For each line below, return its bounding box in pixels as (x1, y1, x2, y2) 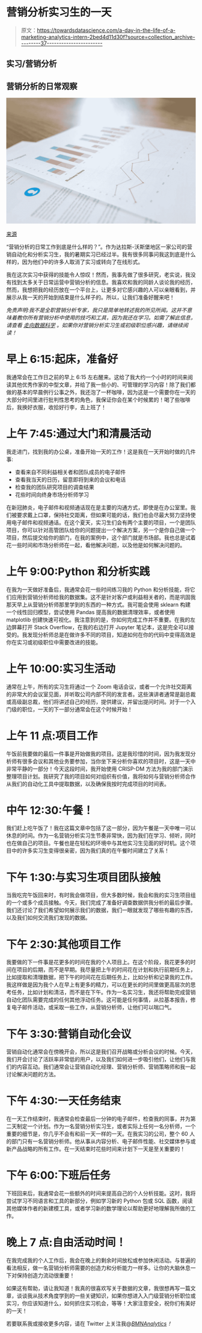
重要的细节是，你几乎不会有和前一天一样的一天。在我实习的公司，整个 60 (6, 1131, 188, 1138)
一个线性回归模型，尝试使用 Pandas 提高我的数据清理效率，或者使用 (6, 608, 176, 615)
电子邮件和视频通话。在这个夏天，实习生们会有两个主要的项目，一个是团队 (11, 519, 196, 526)
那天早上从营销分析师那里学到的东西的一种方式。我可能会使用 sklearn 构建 (6, 601, 191, 608)
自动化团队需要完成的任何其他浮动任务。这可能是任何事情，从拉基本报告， (6, 996, 191, 1003)
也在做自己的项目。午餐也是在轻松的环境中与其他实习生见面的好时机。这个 (6, 839, 191, 847)
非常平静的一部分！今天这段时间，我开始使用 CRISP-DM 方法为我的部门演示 (6, 765, 194, 772)
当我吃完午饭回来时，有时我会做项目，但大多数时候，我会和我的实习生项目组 (6, 891, 196, 899)
